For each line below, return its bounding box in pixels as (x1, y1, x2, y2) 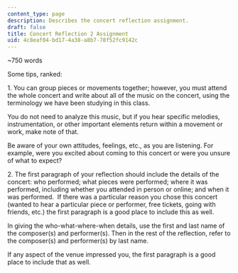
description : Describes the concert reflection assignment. (7, 17, 190, 24)
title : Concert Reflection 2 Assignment (7, 30, 129, 38)
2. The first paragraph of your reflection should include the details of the (7, 170, 220, 179)
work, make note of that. (7, 128, 80, 136)
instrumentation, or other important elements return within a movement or (7, 120, 223, 128)
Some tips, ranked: (7, 70, 63, 79)
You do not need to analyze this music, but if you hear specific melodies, (7, 113, 220, 121)
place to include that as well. (7, 258, 91, 267)
